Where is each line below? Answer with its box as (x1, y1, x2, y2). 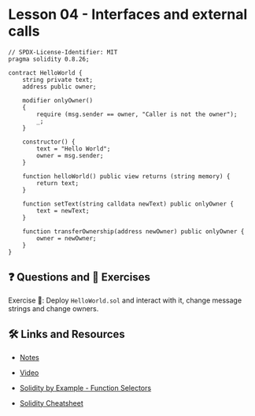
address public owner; (22, 83, 97, 91)
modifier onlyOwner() (22, 96, 93, 104)
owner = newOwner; (36, 234, 97, 242)
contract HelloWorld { (8, 69, 83, 76)
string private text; (22, 76, 93, 84)
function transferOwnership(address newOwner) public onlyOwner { (22, 227, 245, 236)
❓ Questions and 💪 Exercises (8, 270, 151, 284)
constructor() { (22, 138, 76, 146)
